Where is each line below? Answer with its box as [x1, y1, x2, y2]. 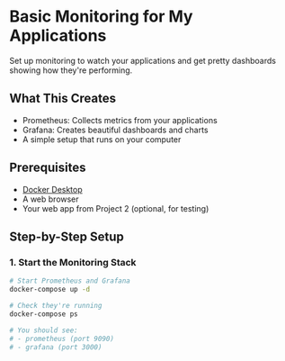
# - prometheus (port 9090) [9, 334, 115, 343]
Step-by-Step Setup [9, 229, 124, 244]
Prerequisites [9, 160, 86, 176]
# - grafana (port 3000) [9, 342, 102, 352]
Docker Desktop [22, 184, 83, 194]
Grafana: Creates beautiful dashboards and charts [22, 124, 209, 135]
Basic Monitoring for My [9, 6, 193, 27]
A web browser [22, 194, 79, 204]
